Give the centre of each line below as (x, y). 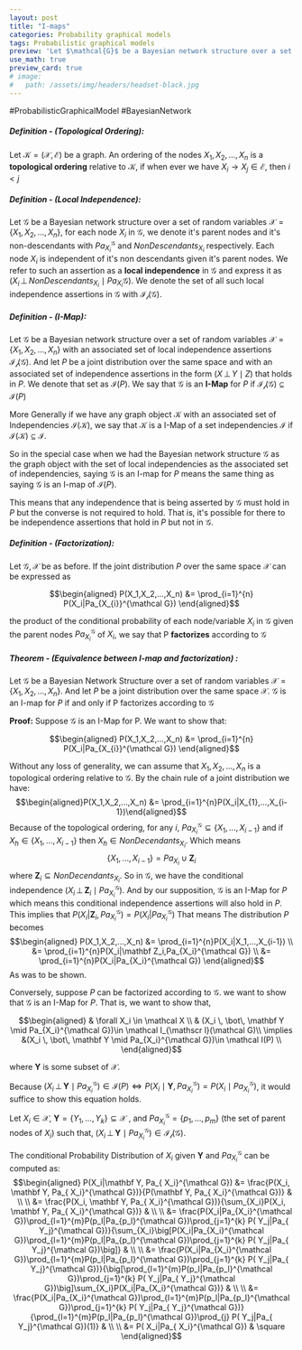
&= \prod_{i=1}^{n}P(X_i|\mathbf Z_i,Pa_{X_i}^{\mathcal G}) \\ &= (151, 951)
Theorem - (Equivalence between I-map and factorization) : (124, 658)
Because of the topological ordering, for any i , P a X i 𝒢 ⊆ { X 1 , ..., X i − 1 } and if (146, 828)
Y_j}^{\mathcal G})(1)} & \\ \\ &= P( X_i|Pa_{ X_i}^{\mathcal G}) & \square (151, 1326)
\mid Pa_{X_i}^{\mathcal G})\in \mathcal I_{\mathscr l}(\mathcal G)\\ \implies (151, 1029)
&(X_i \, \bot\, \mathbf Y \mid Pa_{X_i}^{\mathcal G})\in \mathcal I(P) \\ (151, 1039)
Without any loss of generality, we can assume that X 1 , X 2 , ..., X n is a (135, 767)
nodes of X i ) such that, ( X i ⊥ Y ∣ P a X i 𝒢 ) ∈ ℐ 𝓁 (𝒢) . (98, 1134)
